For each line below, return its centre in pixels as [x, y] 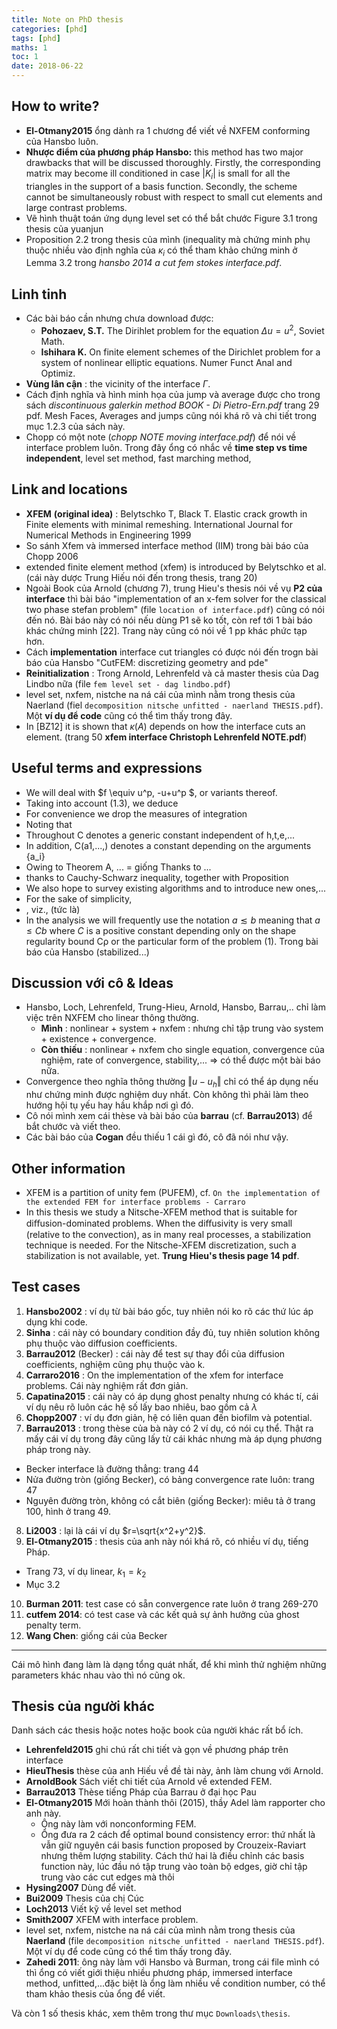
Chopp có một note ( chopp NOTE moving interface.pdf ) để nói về [161, 437]
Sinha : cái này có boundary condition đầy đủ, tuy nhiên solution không [173, 1332]
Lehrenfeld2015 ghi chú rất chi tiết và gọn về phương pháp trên [157, 1750]
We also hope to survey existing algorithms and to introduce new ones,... [176, 888]
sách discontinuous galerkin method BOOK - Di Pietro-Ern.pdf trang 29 [172, 405]
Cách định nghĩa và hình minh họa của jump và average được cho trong [173, 394]
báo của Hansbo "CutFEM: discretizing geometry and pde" [147, 662]
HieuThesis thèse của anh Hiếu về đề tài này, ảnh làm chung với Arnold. [174, 1771]
